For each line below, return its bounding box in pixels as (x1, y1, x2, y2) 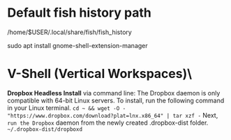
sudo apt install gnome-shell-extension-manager (7, 41, 148, 49)
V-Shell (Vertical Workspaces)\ (7, 66, 193, 81)
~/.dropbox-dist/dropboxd (7, 125, 82, 133)
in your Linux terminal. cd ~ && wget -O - (7, 103, 126, 112)
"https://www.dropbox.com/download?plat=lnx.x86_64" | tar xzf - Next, (7, 111, 218, 119)
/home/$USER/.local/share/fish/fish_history (7, 28, 133, 36)
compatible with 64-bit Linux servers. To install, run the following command (7, 96, 225, 104)
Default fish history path (7, 5, 151, 21)
